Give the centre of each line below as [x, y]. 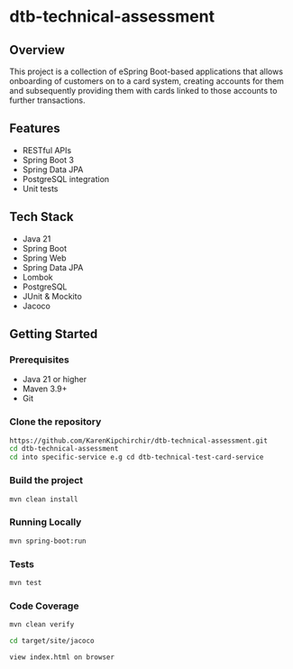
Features [35, 128]
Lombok [38, 277]
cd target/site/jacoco [52, 641]
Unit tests [40, 188]
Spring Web [44, 258]
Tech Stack [41, 217]
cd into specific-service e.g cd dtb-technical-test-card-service [137, 457]
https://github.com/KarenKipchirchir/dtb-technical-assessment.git [139, 440]
